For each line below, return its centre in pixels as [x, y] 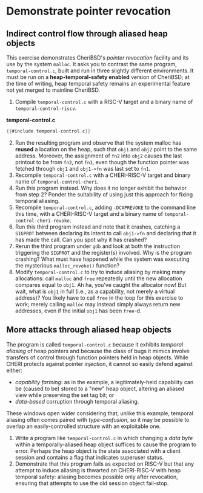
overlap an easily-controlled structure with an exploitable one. [84, 426]
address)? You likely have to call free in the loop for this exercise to [99, 298]
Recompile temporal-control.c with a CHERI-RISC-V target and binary [103, 175]
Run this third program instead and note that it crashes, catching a [98, 227]
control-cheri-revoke [42, 221]
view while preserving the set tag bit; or [65, 395]
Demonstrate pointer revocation [88, 11]
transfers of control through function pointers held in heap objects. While [98, 357]
